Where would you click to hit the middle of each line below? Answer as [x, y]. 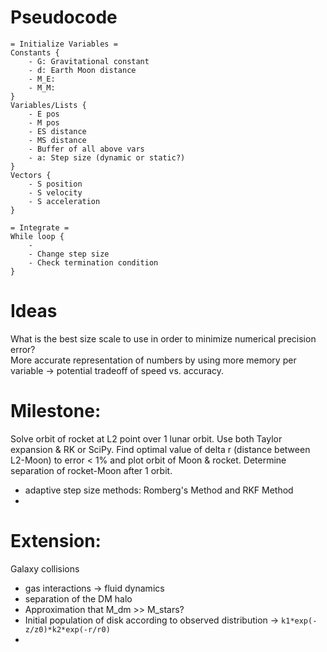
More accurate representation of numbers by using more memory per [153, 360]
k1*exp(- [299, 621]
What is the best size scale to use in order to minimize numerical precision [163, 338]
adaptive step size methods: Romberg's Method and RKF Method [159, 490]
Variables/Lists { [48, 105]
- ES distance [57, 131]
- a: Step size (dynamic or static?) [107, 157]
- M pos [44, 122]
